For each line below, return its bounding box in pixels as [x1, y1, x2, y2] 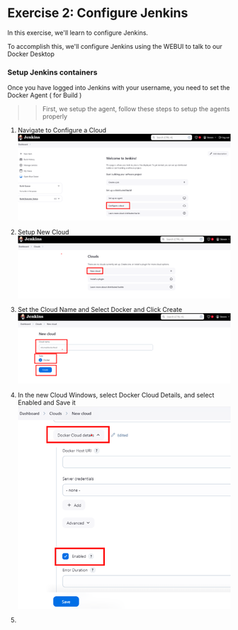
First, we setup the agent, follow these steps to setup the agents [42, 105, 230, 113]
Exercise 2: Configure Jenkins [7, 5, 188, 21]
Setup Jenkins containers [7, 67, 98, 77]
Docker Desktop [7, 50, 55, 58]
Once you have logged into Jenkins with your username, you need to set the [7, 84, 230, 92]
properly [42, 112, 68, 121]
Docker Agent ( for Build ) [7, 91, 82, 100]
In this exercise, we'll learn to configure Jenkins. [7, 28, 149, 37]
